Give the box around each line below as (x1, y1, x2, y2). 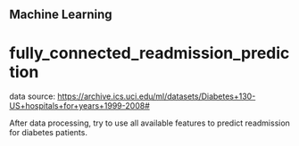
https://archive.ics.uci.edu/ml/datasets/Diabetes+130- (57, 91, 256, 101)
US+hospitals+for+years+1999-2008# (9, 101, 150, 111)
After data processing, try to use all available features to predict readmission (9, 118, 290, 128)
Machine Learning (9, 7, 113, 22)
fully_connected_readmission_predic (9, 43, 290, 63)
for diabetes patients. (9, 127, 87, 138)
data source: (9, 91, 56, 101)
